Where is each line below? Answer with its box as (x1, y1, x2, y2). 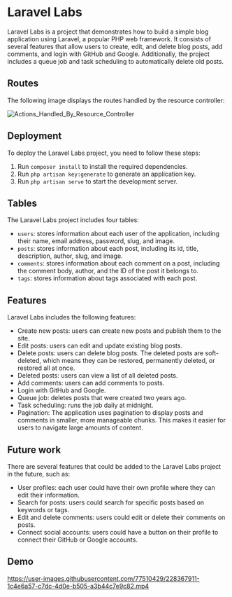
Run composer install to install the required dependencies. (17, 162, 188, 170)
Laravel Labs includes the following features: (7, 313, 136, 322)
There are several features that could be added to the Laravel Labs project (7, 462, 222, 470)
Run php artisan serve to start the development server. (17, 177, 178, 186)
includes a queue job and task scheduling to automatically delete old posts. (7, 57, 224, 65)
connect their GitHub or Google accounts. (17, 535, 138, 544)
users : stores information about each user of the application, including (17, 229, 220, 238)
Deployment (7, 130, 62, 142)
